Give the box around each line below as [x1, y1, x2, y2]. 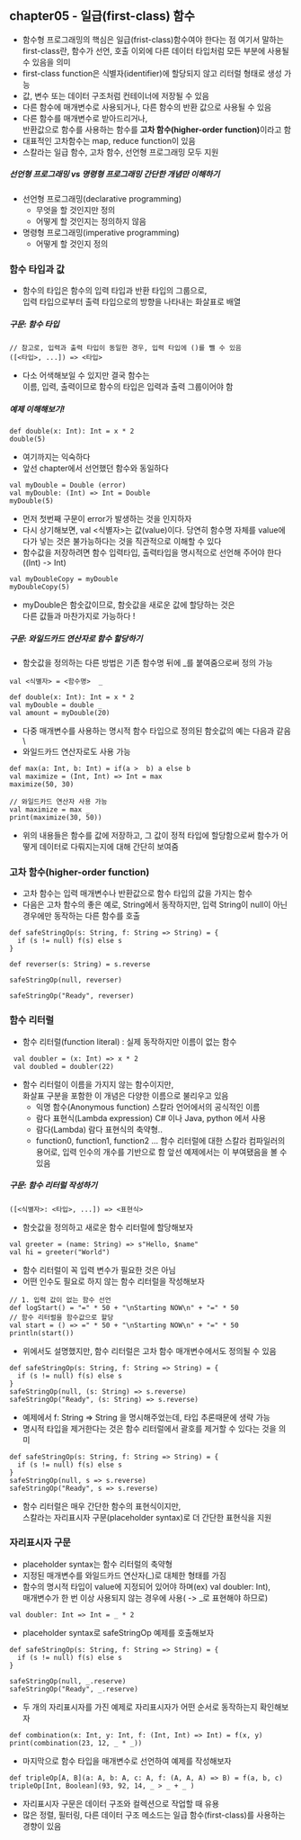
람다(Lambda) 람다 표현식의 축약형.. [35, 1124, 164, 1135]
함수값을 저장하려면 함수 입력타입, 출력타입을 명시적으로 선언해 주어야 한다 [22, 547, 282, 558]
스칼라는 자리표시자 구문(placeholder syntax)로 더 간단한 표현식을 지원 [22, 1512, 272, 1522]
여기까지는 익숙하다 [22, 452, 91, 462]
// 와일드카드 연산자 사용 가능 [9, 797, 108, 806]
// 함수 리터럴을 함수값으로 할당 [9, 1313, 114, 1322]
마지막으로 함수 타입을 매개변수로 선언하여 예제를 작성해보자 [22, 1755, 232, 1766]
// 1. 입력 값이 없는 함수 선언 [9, 1295, 111, 1305]
